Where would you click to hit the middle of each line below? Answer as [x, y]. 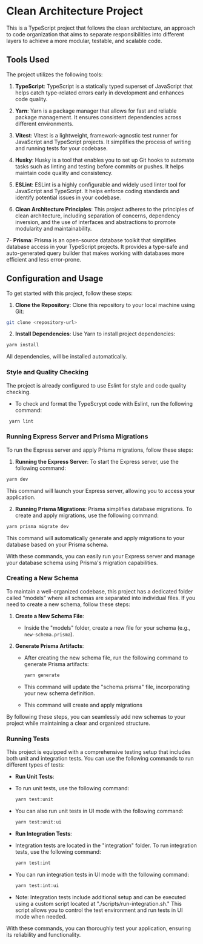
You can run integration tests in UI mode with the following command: [102, 874]
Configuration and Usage [55, 279]
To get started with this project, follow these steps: [70, 293]
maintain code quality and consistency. [64, 173]
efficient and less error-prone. [44, 259]
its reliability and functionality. [44, 934]
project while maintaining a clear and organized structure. [78, 723]
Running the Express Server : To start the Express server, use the [97, 461]
